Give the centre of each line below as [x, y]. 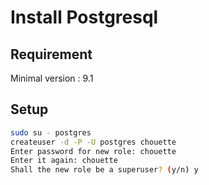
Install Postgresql [84, 17]
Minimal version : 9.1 [52, 78]
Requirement [51, 54]
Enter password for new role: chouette [93, 151]
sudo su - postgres [51, 132]
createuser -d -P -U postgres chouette [93, 142]
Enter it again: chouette [64, 161]
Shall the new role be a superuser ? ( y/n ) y [104, 170]
